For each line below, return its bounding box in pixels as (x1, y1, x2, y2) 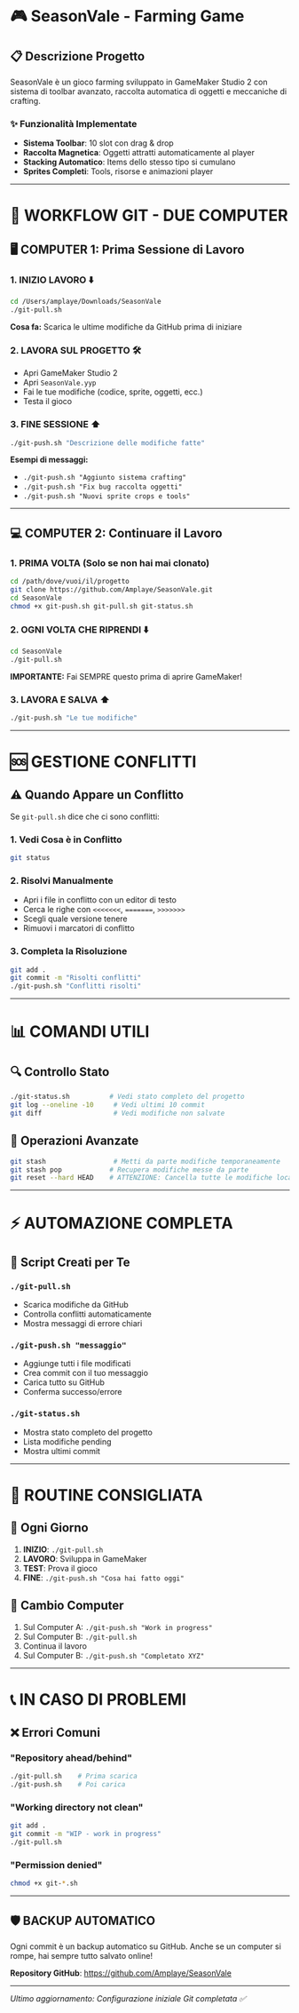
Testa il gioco (22, 396, 73, 407)
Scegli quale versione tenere (22, 913, 128, 924)
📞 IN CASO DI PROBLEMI (10, 1689, 187, 1709)
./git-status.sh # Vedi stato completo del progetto (10, 1093, 245, 1102)
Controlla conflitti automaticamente (22, 1309, 152, 1319)
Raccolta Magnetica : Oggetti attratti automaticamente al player (22, 147, 256, 158)
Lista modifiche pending (22, 1436, 112, 1447)
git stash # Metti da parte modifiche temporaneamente (10, 1157, 280, 1166)
